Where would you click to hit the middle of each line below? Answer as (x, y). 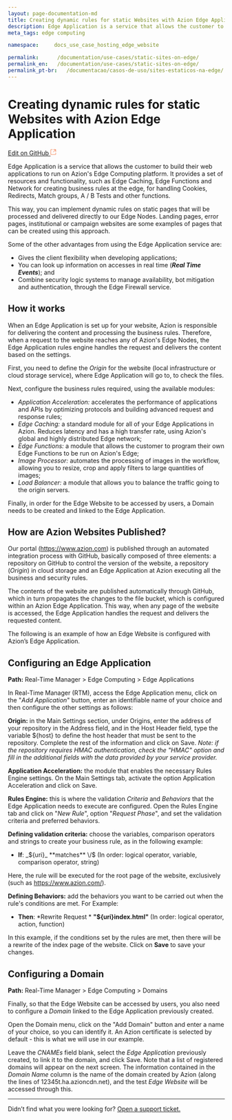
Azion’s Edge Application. (44, 641)
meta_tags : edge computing (46, 33)
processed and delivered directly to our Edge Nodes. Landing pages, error (113, 216)
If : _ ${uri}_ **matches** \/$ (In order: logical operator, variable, (107, 855)
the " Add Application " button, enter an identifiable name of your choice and (115, 700)
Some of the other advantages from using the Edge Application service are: (115, 244)
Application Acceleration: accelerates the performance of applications (117, 402)
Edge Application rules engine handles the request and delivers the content (115, 347)
